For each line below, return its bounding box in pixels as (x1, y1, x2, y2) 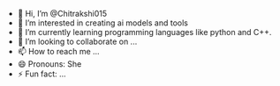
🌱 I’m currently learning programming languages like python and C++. (17, 27, 272, 37)
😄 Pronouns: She (17, 59, 82, 69)
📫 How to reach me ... (17, 47, 100, 56)
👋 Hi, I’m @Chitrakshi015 (17, 9, 108, 18)
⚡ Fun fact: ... (17, 68, 66, 79)
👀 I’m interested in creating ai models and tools (17, 18, 188, 28)
